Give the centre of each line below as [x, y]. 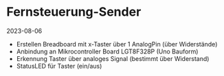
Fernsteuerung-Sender [74, 12]
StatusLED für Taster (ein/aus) [59, 66]
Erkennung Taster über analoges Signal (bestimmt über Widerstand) [113, 58]
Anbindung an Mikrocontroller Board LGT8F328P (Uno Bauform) [107, 51]
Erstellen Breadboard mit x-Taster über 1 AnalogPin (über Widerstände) [117, 44]
